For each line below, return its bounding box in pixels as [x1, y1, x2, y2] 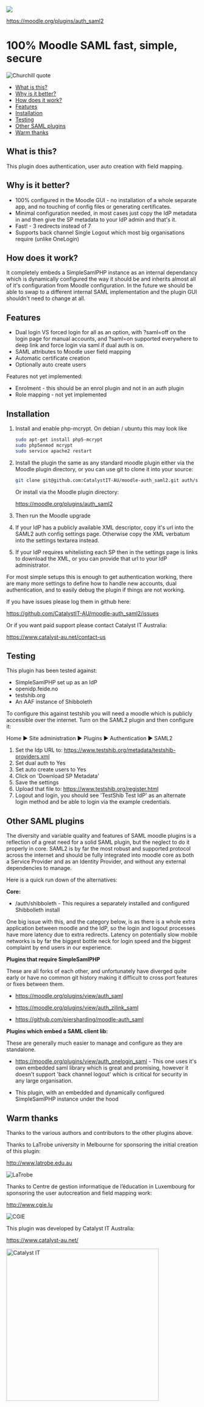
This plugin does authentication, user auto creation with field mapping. [6, 163, 184, 170]
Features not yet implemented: [6, 373, 83, 380]
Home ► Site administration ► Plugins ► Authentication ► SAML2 [6, 735, 173, 742]
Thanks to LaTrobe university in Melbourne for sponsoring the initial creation [6, 1141, 199, 1148]
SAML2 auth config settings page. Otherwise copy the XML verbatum [15, 530, 190, 538]
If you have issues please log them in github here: [6, 598, 131, 605]
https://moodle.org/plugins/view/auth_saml [15, 992, 124, 1000]
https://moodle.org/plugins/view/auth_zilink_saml [15, 1004, 139, 1011]
